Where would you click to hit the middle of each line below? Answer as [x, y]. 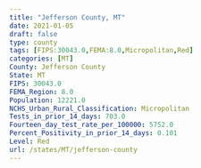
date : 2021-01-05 [42, 26]
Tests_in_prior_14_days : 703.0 [67, 116]
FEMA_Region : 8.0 [42, 92]
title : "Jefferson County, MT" [67, 17]
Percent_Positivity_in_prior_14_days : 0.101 [93, 133]
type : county [33, 42]
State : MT [28, 76]
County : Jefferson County [57, 68]
